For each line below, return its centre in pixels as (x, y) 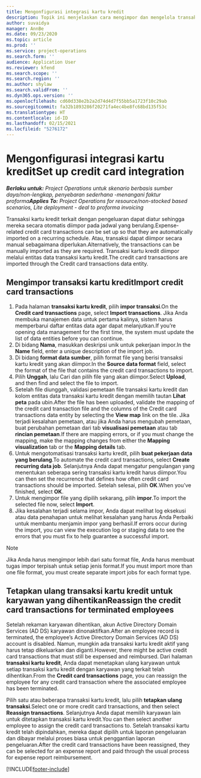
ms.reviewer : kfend (31, 68)
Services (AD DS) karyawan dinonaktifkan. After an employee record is (93, 631)
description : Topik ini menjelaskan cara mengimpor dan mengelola (91, 17)
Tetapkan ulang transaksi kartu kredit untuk (90, 591)
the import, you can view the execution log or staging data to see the (100, 530)
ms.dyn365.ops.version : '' (40, 96)
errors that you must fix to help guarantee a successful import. (92, 536)
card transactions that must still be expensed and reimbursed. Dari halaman (99, 656)
